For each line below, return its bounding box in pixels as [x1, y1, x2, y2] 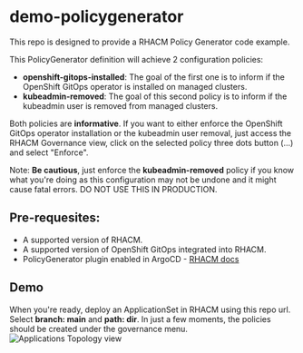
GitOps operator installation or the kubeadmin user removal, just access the [9, 127, 292, 138]
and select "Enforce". [9, 147, 89, 158]
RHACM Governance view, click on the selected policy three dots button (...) [9, 137, 294, 148]
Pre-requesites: [9, 211, 101, 226]
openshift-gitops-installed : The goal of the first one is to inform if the [22, 71, 286, 83]
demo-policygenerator [9, 6, 184, 27]
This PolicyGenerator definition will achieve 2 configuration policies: [9, 54, 264, 64]
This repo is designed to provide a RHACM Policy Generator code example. [9, 36, 290, 47]
